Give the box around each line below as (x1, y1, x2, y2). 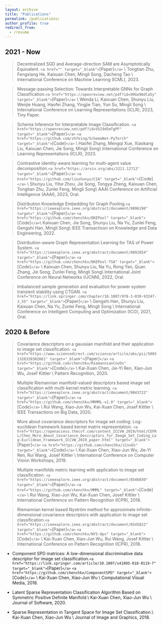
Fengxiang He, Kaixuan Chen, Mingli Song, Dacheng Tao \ (17, 71, 133, 77)
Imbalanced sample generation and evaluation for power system (17, 283, 146, 289)
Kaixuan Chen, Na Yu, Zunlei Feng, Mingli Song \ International (17, 303, 141, 309)
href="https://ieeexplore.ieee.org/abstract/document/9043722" (17, 390, 148, 395)
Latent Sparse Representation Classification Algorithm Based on (12, 589, 141, 595)
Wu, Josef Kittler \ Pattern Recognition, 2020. (17, 370, 109, 376)
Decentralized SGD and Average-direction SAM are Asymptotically (17, 61, 151, 66)
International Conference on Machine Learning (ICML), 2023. (17, 76, 140, 82)
